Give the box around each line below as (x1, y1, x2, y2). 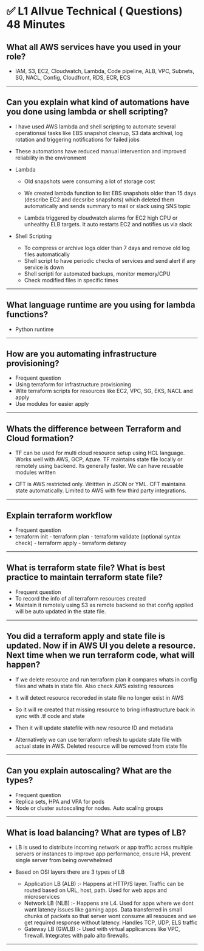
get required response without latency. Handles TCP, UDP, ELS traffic (24, 919, 198, 926)
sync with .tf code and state (15, 712, 85, 719)
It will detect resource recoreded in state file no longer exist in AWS (15, 694, 184, 701)
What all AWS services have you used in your (6, 41, 181, 52)
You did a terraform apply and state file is (6, 631, 166, 641)
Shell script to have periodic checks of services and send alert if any (24, 257, 196, 264)
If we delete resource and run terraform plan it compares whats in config (15, 675, 197, 683)
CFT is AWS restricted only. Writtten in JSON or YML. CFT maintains (15, 481, 186, 488)
